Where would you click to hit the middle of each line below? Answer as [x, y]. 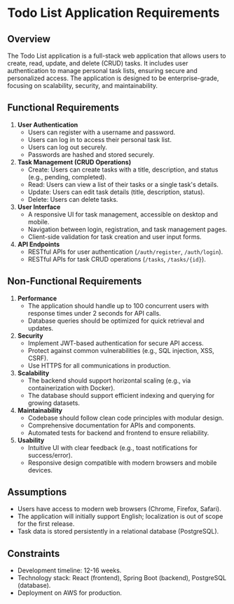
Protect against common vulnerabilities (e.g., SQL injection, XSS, [121, 350]
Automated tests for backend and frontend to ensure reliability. [118, 432]
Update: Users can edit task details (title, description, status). [116, 192]
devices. [40, 470]
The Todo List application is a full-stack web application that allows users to [117, 56]
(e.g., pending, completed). [67, 176]
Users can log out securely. [67, 147]
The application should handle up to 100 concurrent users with [118, 306]
